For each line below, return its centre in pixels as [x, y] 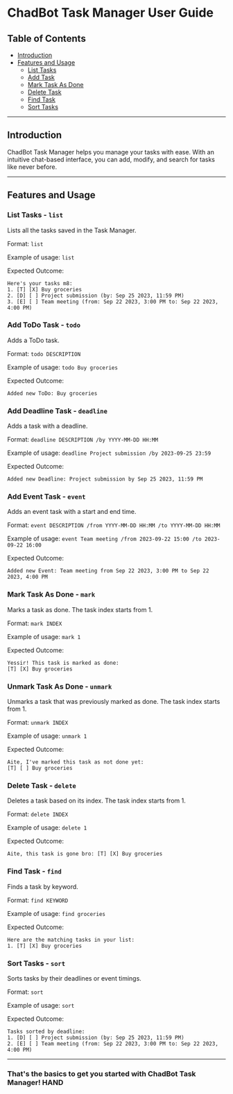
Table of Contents [47, 39]
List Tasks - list [35, 215]
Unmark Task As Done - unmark [60, 686]
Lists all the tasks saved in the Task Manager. [72, 230]
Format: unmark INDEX [38, 722]
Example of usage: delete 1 [47, 828]
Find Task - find [35, 871]
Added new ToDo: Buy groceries [52, 393]
